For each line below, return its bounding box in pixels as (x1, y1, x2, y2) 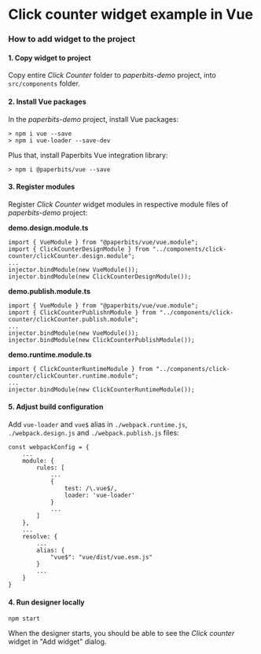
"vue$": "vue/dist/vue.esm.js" (50, 553, 153, 561)
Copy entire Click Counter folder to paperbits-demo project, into (8, 71, 216, 80)
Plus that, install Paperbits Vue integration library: (8, 150, 168, 160)
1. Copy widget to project (8, 53, 92, 62)
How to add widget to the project (8, 34, 136, 45)
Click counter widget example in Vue (8, 6, 254, 24)
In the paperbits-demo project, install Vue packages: (8, 114, 179, 123)
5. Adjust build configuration (8, 402, 104, 412)
